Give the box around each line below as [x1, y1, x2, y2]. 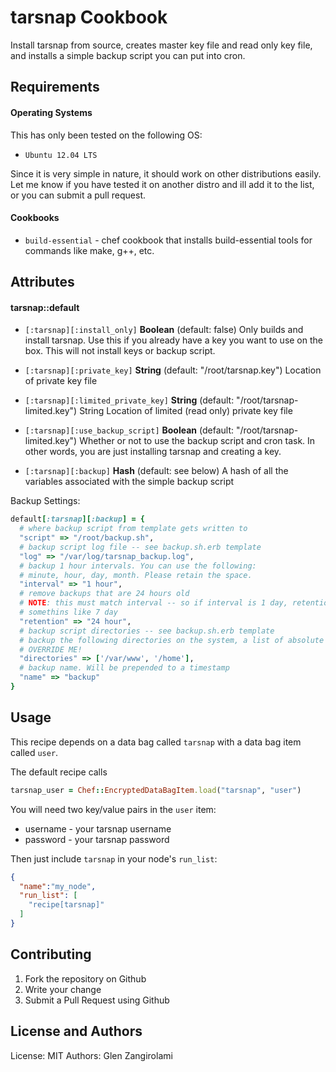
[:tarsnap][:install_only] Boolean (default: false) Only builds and [24, 324, 304, 336]
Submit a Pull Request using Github [24, 994, 170, 1006]
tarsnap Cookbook [10, 6, 168, 29]
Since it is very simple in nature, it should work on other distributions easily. [10, 167, 322, 180]
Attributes [10, 274, 75, 291]
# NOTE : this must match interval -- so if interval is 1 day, [19, 598, 288, 608]
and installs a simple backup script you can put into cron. [10, 49, 246, 61]
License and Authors [10, 1023, 143, 1040]
